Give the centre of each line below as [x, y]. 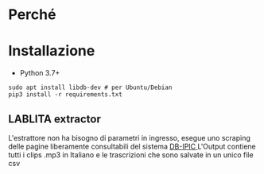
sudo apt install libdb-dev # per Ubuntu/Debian [90, 88]
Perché [32, 15]
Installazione [52, 51]
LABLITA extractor [55, 119]
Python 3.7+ [40, 73]
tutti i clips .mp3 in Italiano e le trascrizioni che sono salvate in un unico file [131, 155]
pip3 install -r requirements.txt [66, 95]
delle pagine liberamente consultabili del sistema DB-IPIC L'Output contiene [132, 146]
